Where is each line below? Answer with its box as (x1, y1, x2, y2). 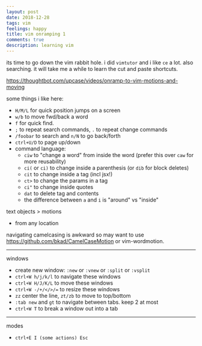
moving (6, 83, 25, 90)
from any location (14, 219, 59, 226)
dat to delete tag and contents (23, 190, 99, 197)
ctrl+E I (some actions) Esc (14, 335, 88, 341)
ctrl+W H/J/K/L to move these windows (14, 279, 114, 286)
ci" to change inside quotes (23, 183, 94, 190)
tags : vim (6, 20, 31, 26)
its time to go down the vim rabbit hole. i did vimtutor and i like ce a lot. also (6, 58, 194, 66)
